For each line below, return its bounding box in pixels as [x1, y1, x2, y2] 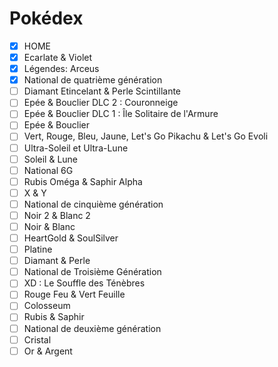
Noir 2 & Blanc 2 [23, 209, 91, 221]
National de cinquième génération [23, 198, 164, 210]
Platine [23, 243, 53, 256]
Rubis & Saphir [23, 311, 85, 323]
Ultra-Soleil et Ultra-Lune [23, 142, 129, 154]
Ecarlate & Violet [23, 52, 93, 63]
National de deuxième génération [23, 322, 162, 334]
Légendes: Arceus [23, 63, 100, 75]
